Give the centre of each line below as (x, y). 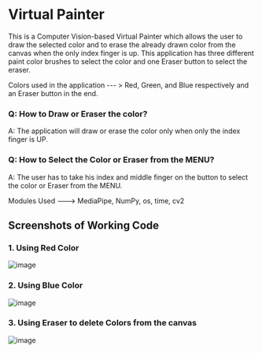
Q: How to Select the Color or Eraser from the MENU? (111, 160)
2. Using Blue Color (46, 285)
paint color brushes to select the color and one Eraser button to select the (128, 61)
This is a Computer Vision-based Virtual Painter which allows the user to (125, 36)
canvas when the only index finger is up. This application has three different (131, 53)
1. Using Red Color (44, 247)
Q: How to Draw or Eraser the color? (78, 113)
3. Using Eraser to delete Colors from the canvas (102, 323)
